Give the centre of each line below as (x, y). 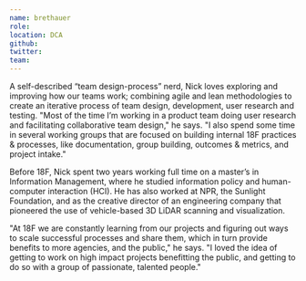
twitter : (26, 52)
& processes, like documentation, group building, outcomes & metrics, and (149, 144)
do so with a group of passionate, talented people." (106, 267)
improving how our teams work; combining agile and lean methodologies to (151, 96)
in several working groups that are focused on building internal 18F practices (153, 135)
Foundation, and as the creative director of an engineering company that (146, 201)
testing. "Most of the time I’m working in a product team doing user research (153, 115)
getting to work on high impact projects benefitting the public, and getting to (153, 257)
